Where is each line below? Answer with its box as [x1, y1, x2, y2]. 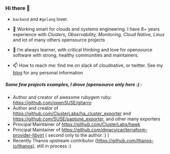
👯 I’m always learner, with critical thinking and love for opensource [12, 47, 153, 53]
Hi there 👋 [5, 5, 31, 12]
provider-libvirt [12, 132, 44, 138]
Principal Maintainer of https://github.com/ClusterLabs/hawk [12, 121, 140, 127]
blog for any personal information [12, 70, 83, 76]
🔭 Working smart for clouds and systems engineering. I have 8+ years [12, 26, 160, 32]
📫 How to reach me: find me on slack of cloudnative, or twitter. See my [12, 62, 163, 68]
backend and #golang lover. [12, 16, 68, 22]
